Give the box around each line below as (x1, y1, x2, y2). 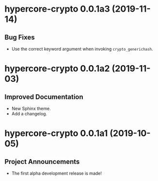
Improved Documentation (4, 92, 83, 101)
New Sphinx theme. (11, 106, 51, 111)
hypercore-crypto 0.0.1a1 (4, 128, 108, 139)
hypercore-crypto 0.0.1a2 (4, 63, 110, 74)
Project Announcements (4, 157, 80, 166)
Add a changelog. (11, 111, 47, 116)
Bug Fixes (4, 33, 35, 41)
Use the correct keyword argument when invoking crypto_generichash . (11, 46, 153, 52)
